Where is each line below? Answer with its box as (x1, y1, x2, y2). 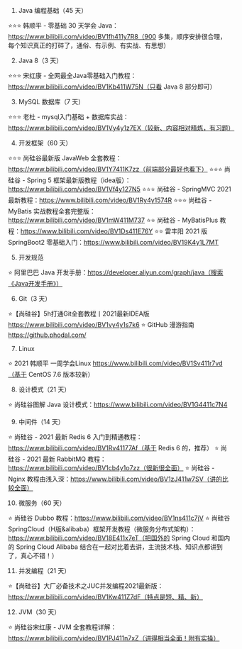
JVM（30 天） (18, 608, 61, 616)
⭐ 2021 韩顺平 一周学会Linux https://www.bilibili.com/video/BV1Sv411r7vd (8, 359, 223, 367)
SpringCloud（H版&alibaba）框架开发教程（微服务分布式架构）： (8, 525, 196, 533)
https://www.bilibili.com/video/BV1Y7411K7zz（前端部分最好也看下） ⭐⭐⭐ (8, 165, 223, 173)
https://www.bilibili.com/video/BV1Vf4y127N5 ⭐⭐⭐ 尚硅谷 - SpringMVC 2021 (8, 185, 231, 193)
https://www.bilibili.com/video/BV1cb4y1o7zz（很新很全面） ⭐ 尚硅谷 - (8, 464, 215, 472)
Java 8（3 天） (18, 56, 63, 65)
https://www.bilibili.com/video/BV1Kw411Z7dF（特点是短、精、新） (8, 593, 204, 601)
